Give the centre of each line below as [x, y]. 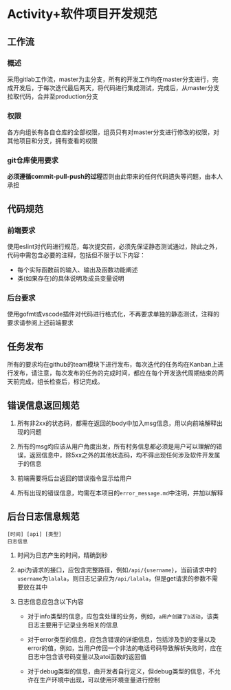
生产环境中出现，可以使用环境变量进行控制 [100, 680]
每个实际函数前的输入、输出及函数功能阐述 [77, 270]
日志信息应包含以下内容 [50, 601]
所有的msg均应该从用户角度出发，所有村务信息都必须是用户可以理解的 [117, 446]
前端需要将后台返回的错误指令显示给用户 [74, 478]
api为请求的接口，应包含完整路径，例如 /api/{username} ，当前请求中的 [117, 570]
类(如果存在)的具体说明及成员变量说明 [71, 279]
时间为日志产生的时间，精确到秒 [62, 555]
